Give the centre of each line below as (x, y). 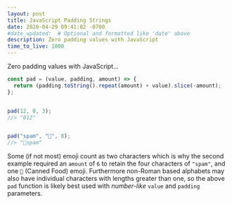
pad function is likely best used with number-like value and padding (104, 186)
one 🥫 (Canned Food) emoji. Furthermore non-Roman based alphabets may (116, 171)
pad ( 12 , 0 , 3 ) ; (30, 111)
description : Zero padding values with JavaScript (83, 40)
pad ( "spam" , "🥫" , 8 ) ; (39, 136)
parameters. (25, 193)
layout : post (26, 14)
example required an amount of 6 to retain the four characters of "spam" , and (116, 164)
